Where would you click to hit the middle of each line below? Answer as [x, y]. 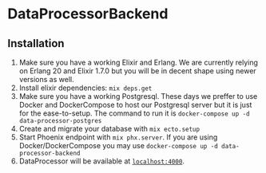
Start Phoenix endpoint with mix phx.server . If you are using [118, 137]
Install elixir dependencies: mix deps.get [85, 88]
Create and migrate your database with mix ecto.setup [109, 129]
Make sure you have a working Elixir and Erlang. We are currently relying [139, 62]
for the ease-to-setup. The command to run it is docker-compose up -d [134, 113]
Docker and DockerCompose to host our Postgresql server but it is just [135, 105]
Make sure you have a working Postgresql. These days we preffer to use [138, 96]
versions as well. [46, 79]
